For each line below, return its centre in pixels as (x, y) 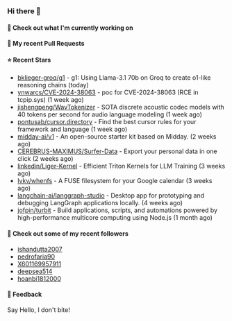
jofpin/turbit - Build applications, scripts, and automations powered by (117, 210)
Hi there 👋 (24, 11)
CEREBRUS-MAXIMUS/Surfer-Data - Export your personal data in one (117, 151)
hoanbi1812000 (39, 278)
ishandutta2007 (40, 249)
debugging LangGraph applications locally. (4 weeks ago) (100, 203)
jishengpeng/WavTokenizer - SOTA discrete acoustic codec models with (121, 107)
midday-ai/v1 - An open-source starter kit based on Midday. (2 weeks (117, 137)
